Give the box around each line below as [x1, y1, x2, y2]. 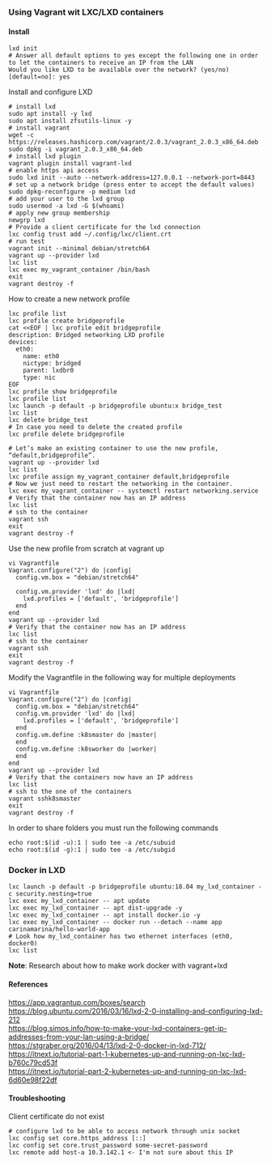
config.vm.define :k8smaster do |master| [15, 731, 158, 739]
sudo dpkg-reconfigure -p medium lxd [8, 188, 136, 196]
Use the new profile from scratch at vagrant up [8, 543, 164, 553]
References [8, 979, 49, 990]
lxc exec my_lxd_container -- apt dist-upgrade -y [8, 904, 183, 913]
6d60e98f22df [8, 1075, 58, 1084]
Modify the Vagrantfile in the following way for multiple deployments [8, 673, 236, 683]
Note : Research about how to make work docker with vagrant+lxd [8, 961, 228, 970]
